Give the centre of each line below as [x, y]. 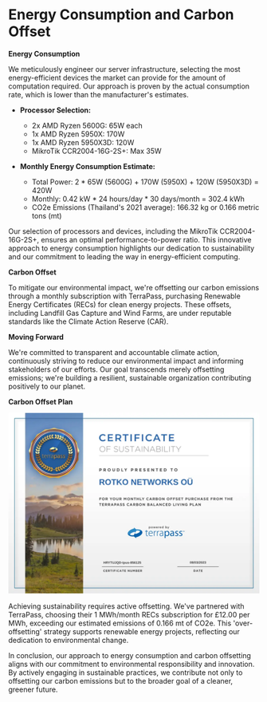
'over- [243, 623]
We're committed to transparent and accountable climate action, [114, 352]
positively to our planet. [47, 386]
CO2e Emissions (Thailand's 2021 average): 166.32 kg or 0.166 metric [145, 207]
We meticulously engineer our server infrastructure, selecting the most [124, 69]
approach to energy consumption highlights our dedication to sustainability [132, 248]
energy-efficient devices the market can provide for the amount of [117, 77]
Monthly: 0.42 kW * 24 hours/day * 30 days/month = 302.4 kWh [138, 199]
